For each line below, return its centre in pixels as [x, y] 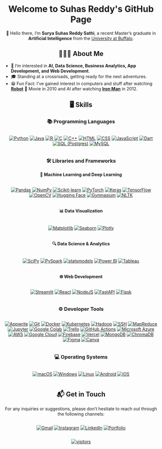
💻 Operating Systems [81, 357]
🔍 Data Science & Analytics [81, 244]
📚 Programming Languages [81, 121]
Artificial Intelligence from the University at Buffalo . [81, 38]
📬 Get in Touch [81, 394]
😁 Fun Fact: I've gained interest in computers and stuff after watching [81, 83]
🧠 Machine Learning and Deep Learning [81, 174]
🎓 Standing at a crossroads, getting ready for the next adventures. [79, 76]
